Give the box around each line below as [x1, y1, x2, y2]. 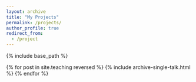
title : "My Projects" [6, 14, 59, 20]
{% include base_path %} [6, 53, 68, 59]
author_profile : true [6, 25, 59, 31]
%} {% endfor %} [6, 70, 49, 77]
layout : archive [6, 8, 46, 15]
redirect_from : [6, 31, 44, 37]
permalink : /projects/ [6, 19, 62, 25]
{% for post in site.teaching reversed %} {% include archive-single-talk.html [6, 64, 191, 71]
